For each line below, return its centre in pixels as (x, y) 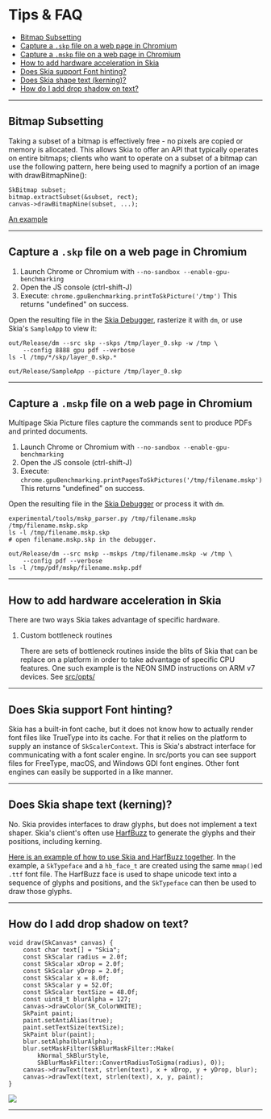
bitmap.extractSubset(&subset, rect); (73, 197)
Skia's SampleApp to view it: (53, 328)
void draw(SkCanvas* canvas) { (61, 942)
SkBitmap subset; (38, 190)
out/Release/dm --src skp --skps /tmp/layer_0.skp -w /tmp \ (113, 343)
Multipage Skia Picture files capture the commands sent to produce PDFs (130, 423)
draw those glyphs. (40, 891)
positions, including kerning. (55, 841)
